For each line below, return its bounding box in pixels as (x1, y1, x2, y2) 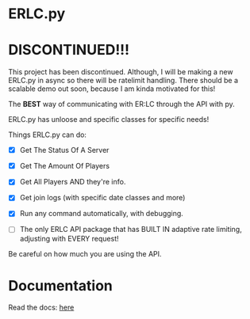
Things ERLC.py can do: (8, 130, 87, 139)
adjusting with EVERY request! (19, 234, 119, 243)
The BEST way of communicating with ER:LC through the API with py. (8, 100, 236, 109)
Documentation (8, 276, 113, 294)
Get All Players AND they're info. (19, 177, 126, 187)
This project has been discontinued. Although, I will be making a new (8, 67, 233, 77)
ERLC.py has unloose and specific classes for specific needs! (8, 115, 210, 124)
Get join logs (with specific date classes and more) (19, 193, 186, 203)
